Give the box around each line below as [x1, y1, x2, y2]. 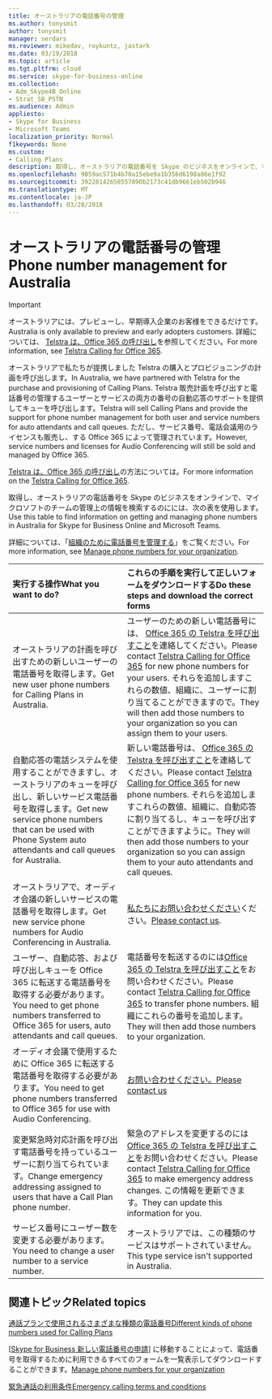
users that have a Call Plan [12, 1191, 113, 1203]
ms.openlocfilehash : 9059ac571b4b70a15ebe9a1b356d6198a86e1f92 [8, 171, 227, 179]
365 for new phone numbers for [126, 661, 249, 672]
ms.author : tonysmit [8, 19, 79, 28]
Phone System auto [12, 834, 87, 845]
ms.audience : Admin [8, 102, 74, 110]
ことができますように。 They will [126, 826, 251, 837]
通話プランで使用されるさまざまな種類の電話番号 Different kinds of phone [8, 1319, 253, 1328]
